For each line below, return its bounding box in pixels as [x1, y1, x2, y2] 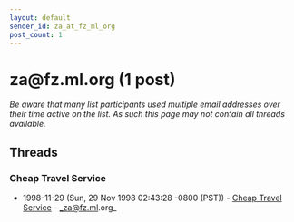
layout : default [9, 13, 71, 23]
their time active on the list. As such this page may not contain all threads [9, 109, 286, 120]
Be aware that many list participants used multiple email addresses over [9, 99, 281, 110]
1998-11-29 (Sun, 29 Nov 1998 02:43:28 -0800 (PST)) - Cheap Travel [22, 192, 283, 203]
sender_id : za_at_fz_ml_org [9, 22, 116, 31]
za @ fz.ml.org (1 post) [9, 69, 176, 90]
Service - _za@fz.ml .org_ [22, 202, 117, 213]
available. [9, 119, 47, 130]
